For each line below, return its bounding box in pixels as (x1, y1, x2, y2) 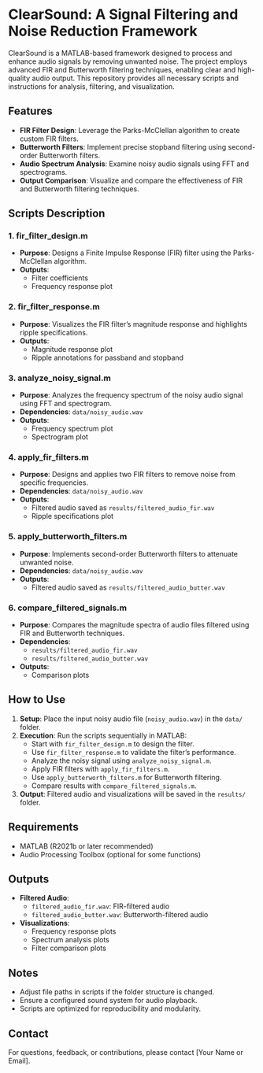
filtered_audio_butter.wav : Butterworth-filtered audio (31, 910, 209, 919)
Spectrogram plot (31, 432, 89, 442)
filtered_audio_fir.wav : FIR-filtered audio (31, 901, 170, 911)
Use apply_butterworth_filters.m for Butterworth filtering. (31, 772, 222, 782)
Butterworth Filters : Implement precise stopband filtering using (19, 142, 227, 151)
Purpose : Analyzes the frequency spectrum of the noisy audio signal (19, 390, 243, 400)
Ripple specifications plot (31, 512, 114, 521)
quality (8, 73, 31, 83)
